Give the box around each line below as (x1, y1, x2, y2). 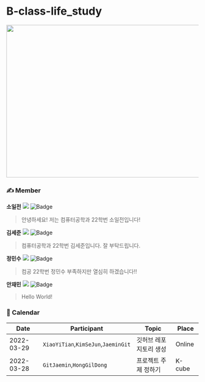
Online (175, 340, 194, 348)
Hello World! (21, 293, 53, 300)
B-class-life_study (6, 4, 103, 18)
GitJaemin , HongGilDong (42, 360, 107, 369)
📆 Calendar (6, 308, 40, 317)
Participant (70, 324, 104, 333)
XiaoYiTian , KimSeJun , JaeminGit (42, 340, 131, 348)
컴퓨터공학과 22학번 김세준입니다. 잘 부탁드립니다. (21, 242, 141, 250)
